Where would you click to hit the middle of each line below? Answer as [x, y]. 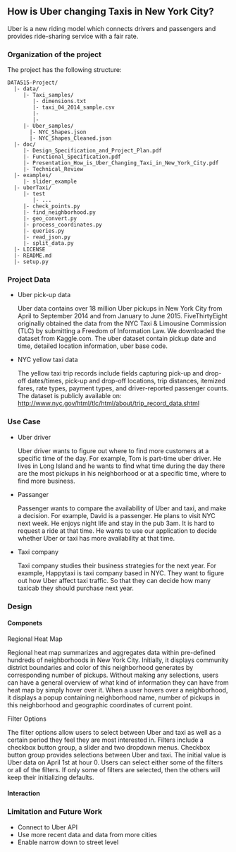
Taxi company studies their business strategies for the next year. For [117, 565]
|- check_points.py [51, 206]
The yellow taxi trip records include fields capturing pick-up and [111, 373]
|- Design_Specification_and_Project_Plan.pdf [92, 151]
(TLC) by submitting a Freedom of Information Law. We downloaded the [122, 331]
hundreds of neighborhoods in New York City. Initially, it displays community [118, 660]
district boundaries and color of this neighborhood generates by [100, 667]
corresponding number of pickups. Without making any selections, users [113, 675]
